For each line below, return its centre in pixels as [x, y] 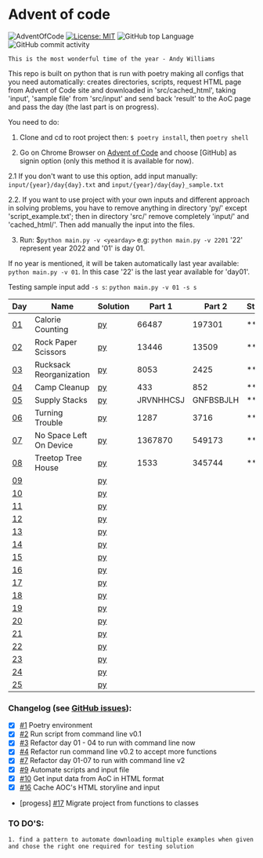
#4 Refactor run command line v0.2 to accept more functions [118, 752]
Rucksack [53, 364]
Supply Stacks [61, 400]
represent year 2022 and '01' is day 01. [82, 248]
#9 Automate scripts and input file [74, 769]
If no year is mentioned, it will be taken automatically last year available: [124, 263]
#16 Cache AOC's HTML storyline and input [90, 787]
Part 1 [161, 306]
